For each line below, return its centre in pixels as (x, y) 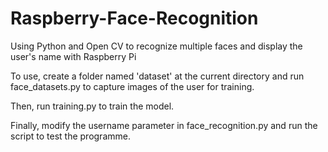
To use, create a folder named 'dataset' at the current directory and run (157, 76)
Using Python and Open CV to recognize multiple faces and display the (156, 46)
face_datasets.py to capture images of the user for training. (132, 86)
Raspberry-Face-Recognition (134, 18)
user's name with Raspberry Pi (73, 56)
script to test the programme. (70, 136)
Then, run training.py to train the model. (92, 106)
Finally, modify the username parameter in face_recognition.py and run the (164, 125)
